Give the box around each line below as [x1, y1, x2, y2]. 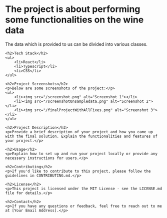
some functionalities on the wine [5, 14, 144, 25]
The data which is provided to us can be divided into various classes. [5, 41, 147, 47]
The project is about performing [5, 3, 140, 15]
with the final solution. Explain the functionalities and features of [5, 134, 157, 139]
